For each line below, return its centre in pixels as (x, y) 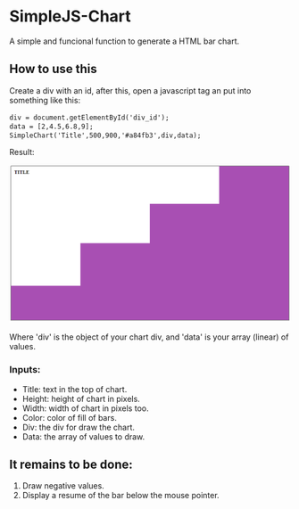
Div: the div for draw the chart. (79, 427)
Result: (22, 152)
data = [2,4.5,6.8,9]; (51, 127)
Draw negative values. (63, 486)
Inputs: (25, 370)
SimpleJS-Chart (70, 16)
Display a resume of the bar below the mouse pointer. (121, 496)
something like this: (45, 100)
